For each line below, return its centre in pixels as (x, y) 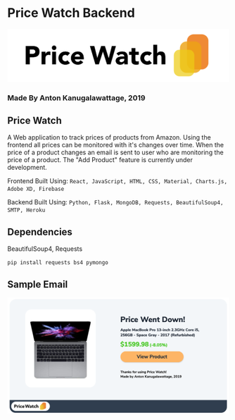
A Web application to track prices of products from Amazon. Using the (109, 137)
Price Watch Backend (71, 13)
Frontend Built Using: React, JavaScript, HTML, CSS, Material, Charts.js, (117, 181)
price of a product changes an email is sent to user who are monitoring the (115, 152)
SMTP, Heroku (26, 210)
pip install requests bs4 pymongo (58, 263)
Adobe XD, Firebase (36, 189)
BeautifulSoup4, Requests (45, 249)
